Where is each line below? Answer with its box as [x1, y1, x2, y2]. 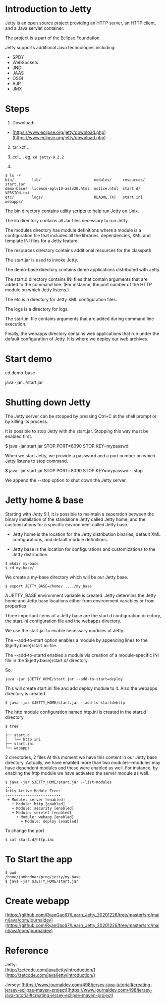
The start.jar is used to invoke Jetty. [5, 257, 78, 263]
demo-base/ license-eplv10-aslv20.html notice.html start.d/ [5, 186, 141, 191]
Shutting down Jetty [5, 397, 91, 408]
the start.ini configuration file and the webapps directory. [5, 618, 121, 624]
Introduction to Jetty [5, 3, 92, 15]
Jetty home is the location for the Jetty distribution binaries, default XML [12, 531, 161, 537]
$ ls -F [5, 173, 21, 178]
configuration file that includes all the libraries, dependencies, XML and [5, 232, 151, 238]
